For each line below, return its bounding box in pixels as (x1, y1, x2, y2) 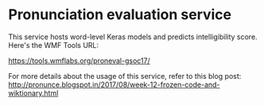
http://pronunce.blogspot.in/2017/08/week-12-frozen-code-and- (8, 80, 220, 89)
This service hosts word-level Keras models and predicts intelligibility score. (8, 32, 258, 41)
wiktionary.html (8, 88, 59, 97)
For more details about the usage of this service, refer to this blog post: (8, 71, 242, 80)
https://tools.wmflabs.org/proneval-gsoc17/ (8, 56, 150, 65)
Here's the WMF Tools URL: (8, 40, 99, 49)
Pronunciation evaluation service (8, 6, 232, 24)
